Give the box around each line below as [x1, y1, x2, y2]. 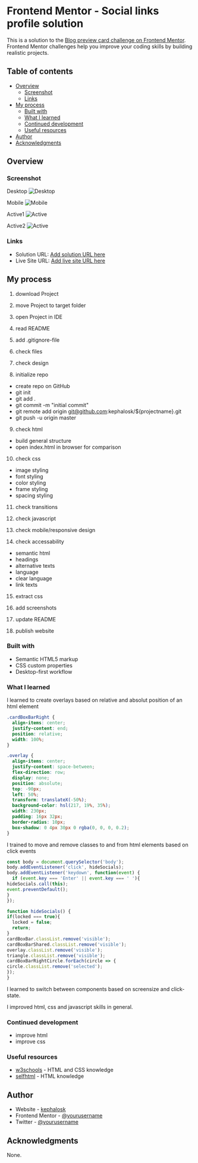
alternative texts [15, 562, 55, 569]
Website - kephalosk [15, 1106, 66, 1113]
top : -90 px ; [12, 786, 42, 792]
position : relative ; [12, 731, 63, 737]
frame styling [15, 485, 48, 492]
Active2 [7, 222, 26, 230]
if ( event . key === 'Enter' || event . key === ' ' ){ [12, 876, 140, 881]
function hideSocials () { [7, 908, 71, 914]
